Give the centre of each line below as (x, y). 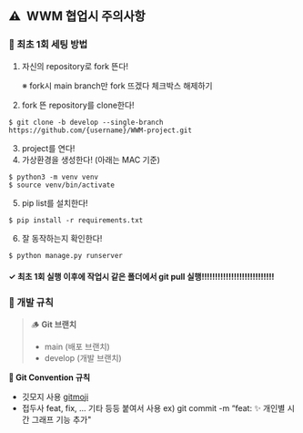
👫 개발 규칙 (31, 303)
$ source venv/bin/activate (62, 185)
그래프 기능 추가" (61, 419)
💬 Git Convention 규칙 (50, 377)
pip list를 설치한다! (55, 202)
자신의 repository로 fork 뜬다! (75, 66)
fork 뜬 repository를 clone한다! (78, 105)
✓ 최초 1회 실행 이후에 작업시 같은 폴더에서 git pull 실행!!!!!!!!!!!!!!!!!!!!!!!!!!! (141, 277)
